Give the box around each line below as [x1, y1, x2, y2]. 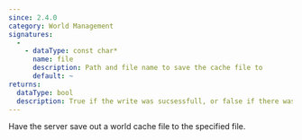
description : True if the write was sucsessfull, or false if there [16, 96, 279, 106]
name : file [32, 55, 74, 64]
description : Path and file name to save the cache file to [32, 64, 263, 73]
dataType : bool [16, 88, 74, 97]
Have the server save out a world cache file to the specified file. [8, 121, 246, 132]
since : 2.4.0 [8, 13, 58, 22]
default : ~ [32, 72, 74, 81]
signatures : [8, 30, 53, 39]
